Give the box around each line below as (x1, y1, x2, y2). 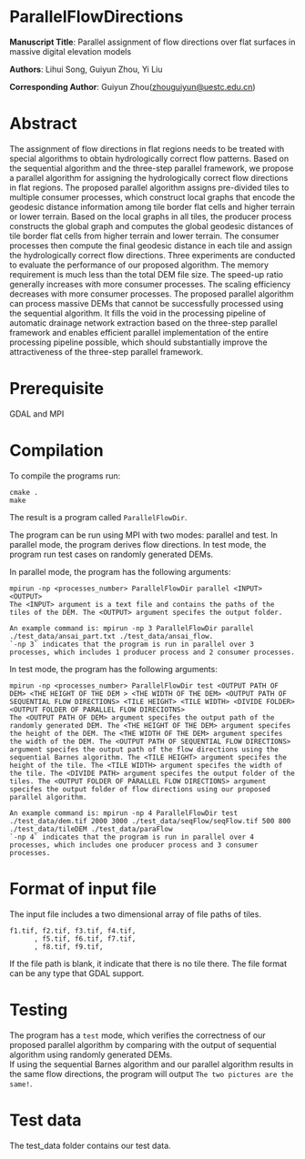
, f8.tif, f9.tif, (33, 942, 104, 952)
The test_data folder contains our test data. (9, 1140, 171, 1151)
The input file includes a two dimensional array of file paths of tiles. (9, 908, 262, 920)
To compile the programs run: (9, 470, 121, 481)
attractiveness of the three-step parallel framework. (9, 346, 203, 357)
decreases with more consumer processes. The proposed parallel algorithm (9, 288, 294, 299)
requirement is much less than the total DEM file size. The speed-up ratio (9, 268, 284, 279)
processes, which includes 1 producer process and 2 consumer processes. (9, 648, 296, 657)
